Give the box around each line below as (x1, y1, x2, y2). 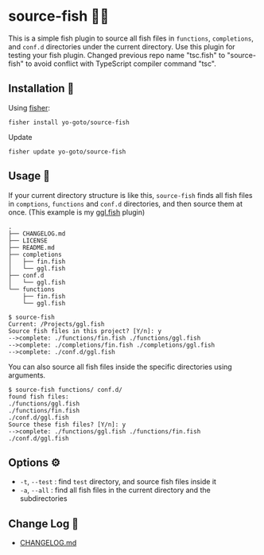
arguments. (8, 370, 46, 380)
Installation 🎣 (8, 82, 75, 95)
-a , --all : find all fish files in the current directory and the (19, 485, 211, 495)
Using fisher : (8, 103, 50, 112)
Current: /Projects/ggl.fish (8, 320, 105, 328)
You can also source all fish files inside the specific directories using (8, 362, 232, 371)
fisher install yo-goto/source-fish (8, 118, 130, 126)
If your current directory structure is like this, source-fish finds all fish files (8, 190, 253, 200)
